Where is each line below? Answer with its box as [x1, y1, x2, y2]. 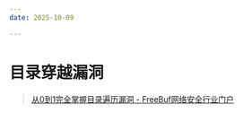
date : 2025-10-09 [9, 13, 74, 22]
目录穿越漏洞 [9, 62, 105, 83]
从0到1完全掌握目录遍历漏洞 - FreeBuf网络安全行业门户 [30, 93, 235, 104]
